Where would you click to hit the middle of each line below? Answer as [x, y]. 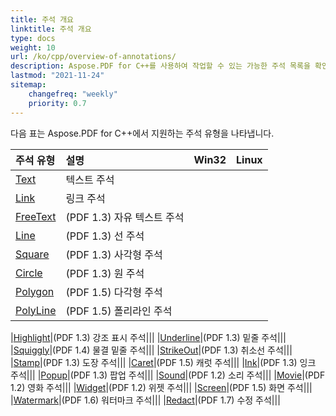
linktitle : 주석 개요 [51, 29]
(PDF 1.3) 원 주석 [105, 273]
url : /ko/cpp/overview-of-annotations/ [93, 57]
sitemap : [28, 85]
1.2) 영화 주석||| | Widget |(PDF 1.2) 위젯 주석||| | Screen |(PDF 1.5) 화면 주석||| [161, 387]
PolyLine [36, 310]
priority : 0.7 [57, 103]
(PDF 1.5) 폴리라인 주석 [119, 311]
